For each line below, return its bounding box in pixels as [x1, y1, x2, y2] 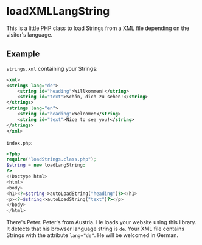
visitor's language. [6, 31, 53, 38]
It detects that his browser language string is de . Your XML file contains [6, 225, 184, 233]
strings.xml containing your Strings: [6, 65, 98, 72]
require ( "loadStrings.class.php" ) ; [6, 156, 97, 163]
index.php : [6, 139, 33, 146]
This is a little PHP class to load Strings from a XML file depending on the [6, 24, 190, 32]
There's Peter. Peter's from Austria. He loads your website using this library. [6, 219, 197, 226]
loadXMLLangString [6, 4, 110, 18]
